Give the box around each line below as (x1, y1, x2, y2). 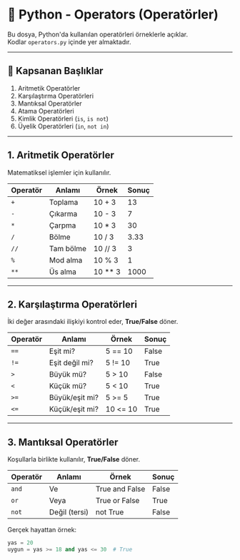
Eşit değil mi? (49, 358, 94, 368)
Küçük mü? (49, 381, 87, 391)
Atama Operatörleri (17, 106, 75, 115)
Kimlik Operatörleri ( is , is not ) (17, 114, 109, 123)
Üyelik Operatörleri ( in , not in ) (17, 121, 109, 131)
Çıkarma (49, 208, 78, 218)
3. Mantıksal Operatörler (7, 436, 119, 448)
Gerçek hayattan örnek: (7, 526, 77, 534)
